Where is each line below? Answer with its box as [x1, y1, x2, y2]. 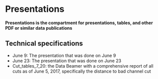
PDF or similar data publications [5, 25, 73, 31]
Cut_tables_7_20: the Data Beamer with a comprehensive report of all [12, 63, 154, 69]
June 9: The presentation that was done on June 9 [12, 52, 116, 58]
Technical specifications [5, 39, 83, 48]
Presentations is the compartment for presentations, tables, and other [5, 20, 153, 26]
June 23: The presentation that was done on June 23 [12, 58, 122, 64]
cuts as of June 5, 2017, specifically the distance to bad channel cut [12, 68, 152, 74]
